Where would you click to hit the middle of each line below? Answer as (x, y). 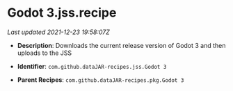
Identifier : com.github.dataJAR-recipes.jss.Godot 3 (92, 66)
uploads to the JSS (45, 53)
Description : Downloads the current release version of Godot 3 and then (121, 45)
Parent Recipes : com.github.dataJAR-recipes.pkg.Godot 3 (101, 80)
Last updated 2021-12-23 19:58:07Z (58, 32)
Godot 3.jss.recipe (62, 13)
